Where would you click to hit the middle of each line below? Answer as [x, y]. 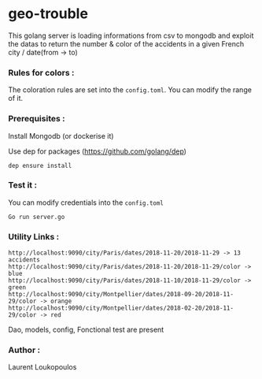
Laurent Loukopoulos [42, 367]
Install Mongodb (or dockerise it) [61, 136]
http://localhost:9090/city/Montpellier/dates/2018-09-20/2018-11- [121, 295]
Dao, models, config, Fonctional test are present [86, 330]
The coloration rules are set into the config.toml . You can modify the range [130, 90]
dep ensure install [40, 165]
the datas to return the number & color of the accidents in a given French [126, 43]
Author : [24, 350]
